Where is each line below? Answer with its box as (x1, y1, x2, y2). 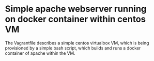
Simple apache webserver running (5, 3, 147, 15)
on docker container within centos (5, 14, 146, 25)
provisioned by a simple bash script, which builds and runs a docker (5, 45, 141, 51)
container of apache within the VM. (5, 50, 76, 56)
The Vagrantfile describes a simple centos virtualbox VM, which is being (5, 40, 149, 46)
